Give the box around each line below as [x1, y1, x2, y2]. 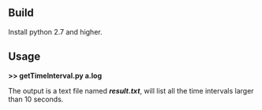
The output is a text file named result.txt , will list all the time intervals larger [8, 86, 254, 95]
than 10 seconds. [8, 94, 64, 104]
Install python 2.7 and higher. [8, 27, 103, 36]
